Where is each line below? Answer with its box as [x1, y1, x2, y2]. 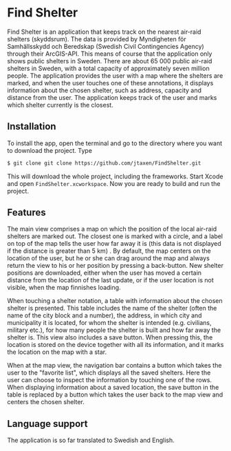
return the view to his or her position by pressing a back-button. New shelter [7, 262, 223, 270]
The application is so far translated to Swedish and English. [7, 436, 175, 445]
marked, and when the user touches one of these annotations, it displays [7, 78, 214, 87]
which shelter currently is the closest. [7, 101, 113, 109]
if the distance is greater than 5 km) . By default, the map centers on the [7, 247, 211, 255]
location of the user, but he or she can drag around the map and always [7, 254, 210, 262]
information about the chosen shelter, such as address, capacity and [7, 86, 201, 94]
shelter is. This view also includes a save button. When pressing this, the [7, 333, 213, 342]
